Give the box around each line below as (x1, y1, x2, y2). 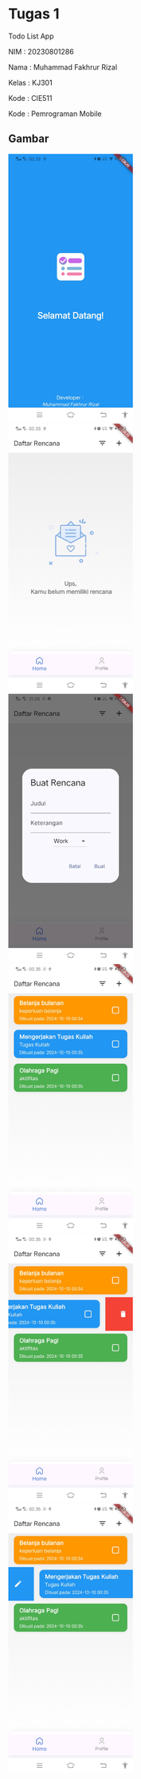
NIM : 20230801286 (8, 46, 74, 56)
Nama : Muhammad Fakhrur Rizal (8, 62, 118, 72)
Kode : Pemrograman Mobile (8, 109, 102, 118)
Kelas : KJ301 (8, 78, 53, 87)
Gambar (8, 132, 49, 146)
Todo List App (8, 31, 54, 41)
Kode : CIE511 (8, 93, 53, 102)
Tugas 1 (8, 5, 60, 23)
